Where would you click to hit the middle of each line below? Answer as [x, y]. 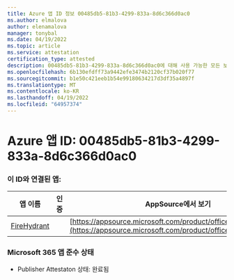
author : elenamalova [37, 26]
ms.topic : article [34, 46]
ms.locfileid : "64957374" [45, 104]
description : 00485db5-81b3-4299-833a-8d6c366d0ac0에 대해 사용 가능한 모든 [114, 65]
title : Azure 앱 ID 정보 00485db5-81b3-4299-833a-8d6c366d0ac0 [99, 14]
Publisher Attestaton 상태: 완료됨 [63, 269]
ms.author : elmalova [37, 20]
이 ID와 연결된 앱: [34, 179]
